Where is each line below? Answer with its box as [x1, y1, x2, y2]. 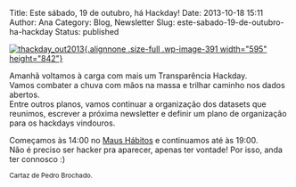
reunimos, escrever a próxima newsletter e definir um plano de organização [9, 109, 287, 118]
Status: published [54, 27, 119, 37]
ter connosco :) [9, 154, 66, 164]
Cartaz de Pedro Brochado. [9, 171, 94, 180]
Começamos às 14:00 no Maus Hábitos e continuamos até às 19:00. [9, 135, 259, 145]
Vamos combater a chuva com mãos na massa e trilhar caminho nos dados [9, 80, 285, 90]
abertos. [9, 89, 40, 100]
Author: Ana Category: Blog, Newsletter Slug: [9, 17, 176, 28]
